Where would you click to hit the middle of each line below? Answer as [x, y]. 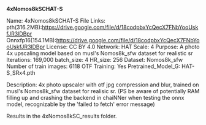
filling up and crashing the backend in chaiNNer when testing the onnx [95, 98]
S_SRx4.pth [21, 73]
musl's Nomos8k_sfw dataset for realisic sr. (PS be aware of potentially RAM [103, 91]
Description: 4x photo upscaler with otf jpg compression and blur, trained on [103, 85]
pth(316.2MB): [24, 27]
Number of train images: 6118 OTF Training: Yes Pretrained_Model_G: [93, 66]
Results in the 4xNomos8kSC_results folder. [62, 116]
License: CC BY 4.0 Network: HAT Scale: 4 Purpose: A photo [123, 47]
